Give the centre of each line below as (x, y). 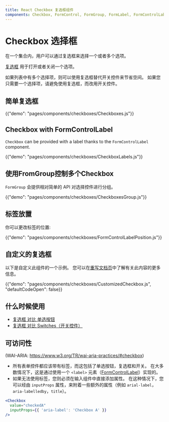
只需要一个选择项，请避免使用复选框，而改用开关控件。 (62, 84)
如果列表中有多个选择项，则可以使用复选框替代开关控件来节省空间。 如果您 (83, 77)
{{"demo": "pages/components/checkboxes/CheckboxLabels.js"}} (74, 157)
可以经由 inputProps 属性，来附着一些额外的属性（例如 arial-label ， (84, 385)
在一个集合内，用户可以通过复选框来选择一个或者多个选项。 (67, 56)
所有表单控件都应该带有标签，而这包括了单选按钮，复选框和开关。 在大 (86, 366)
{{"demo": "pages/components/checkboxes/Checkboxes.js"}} (70, 113)
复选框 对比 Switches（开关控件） (48, 326)
